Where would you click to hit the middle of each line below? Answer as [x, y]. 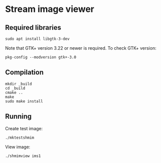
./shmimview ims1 [23, 156]
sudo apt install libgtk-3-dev [37, 39]
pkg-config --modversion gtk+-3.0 [41, 57]
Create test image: [24, 128]
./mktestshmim [20, 138]
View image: [18, 147]
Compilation [24, 72]
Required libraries [33, 28]
